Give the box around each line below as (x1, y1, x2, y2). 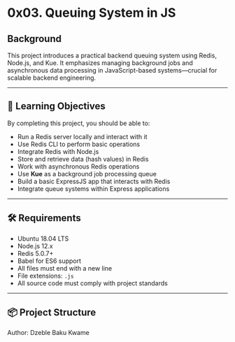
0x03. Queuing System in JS (7, 5, 176, 21)
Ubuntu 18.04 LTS (17, 234, 69, 243)
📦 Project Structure (7, 306, 97, 319)
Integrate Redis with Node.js (17, 147, 99, 155)
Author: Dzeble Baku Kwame (7, 329, 90, 337)
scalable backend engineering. (7, 73, 97, 82)
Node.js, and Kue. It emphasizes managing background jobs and (7, 59, 194, 67)
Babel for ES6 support (17, 257, 82, 265)
